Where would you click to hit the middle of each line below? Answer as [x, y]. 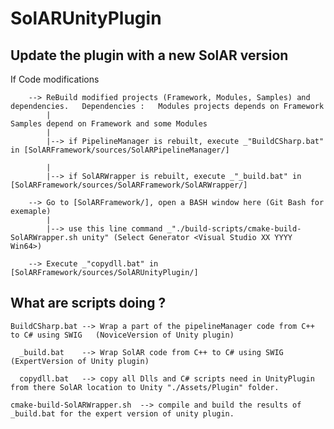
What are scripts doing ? [88, 303]
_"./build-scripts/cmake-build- [234, 229]
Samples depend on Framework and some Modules [109, 124]
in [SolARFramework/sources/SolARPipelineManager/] [120, 150]
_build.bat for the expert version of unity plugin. [122, 413]
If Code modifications [55, 79]
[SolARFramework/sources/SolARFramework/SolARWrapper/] [129, 185]
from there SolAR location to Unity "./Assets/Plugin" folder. [145, 387]
